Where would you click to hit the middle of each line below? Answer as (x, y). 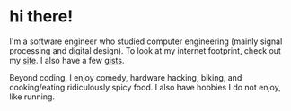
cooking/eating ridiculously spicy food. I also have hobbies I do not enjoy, (145, 87)
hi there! (41, 17)
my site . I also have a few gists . (67, 60)
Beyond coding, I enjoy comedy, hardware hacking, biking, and (126, 77)
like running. (32, 97)
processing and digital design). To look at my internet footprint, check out (145, 50)
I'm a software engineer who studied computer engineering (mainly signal (146, 41)
